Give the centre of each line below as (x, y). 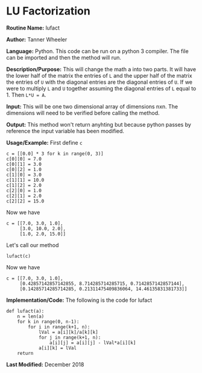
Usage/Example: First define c (44, 142)
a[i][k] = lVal (58, 348)
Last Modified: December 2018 (45, 364)
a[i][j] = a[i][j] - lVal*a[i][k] (93, 343)
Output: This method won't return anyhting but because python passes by (99, 124)
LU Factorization (48, 11)
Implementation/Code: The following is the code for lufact (79, 300)
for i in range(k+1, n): (59, 327)
